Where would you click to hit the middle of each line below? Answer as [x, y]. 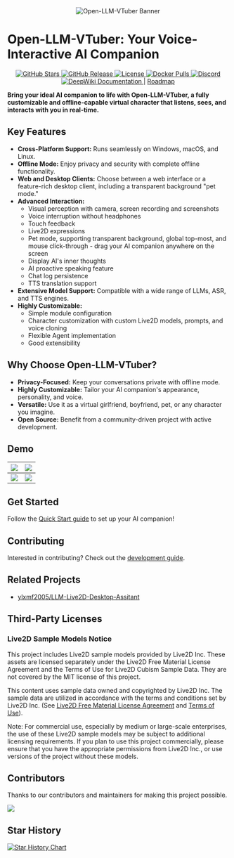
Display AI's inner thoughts [67, 261]
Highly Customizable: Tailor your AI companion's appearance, [109, 389]
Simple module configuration [70, 313]
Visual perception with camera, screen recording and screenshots [123, 208]
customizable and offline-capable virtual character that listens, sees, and [117, 102]
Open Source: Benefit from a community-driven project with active [115, 419]
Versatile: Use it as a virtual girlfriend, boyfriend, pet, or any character [119, 404]
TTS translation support [62, 283]
